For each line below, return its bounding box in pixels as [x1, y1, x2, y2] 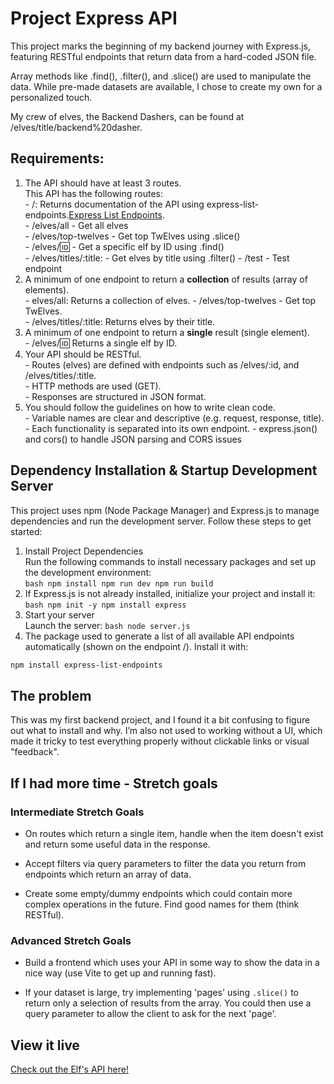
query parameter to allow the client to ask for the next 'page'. [24, 1008, 277, 1020]
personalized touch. [10, 91, 93, 103]
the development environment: [24, 566, 152, 578]
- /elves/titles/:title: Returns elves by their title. [24, 315, 216, 327]
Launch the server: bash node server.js [24, 619, 191, 631]
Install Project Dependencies [24, 545, 144, 557]
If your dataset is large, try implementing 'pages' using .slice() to [24, 987, 299, 999]
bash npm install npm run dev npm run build [24, 578, 214, 589]
